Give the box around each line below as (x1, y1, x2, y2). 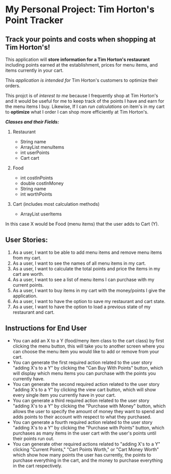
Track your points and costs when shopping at (5, 35, 156, 44)
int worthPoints (20, 191, 53, 197)
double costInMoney (20, 180, 64, 186)
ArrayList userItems (20, 211, 62, 217)
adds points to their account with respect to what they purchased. (12, 414, 152, 420)
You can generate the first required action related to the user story (12, 359, 153, 365)
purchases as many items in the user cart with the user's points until (12, 430, 157, 436)
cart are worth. (12, 271, 44, 277)
